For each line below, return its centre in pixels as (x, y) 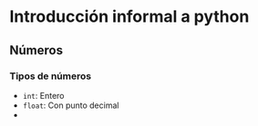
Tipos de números (51, 76)
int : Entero (43, 95)
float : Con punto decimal (71, 105)
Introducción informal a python (129, 17)
